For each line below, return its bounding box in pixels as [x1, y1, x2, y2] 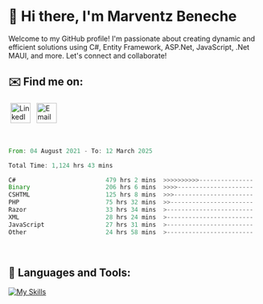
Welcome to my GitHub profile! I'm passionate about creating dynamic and [8, 34, 256, 43]
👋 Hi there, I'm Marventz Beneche [8, 7, 237, 26]
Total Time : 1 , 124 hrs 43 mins [8, 161, 113, 169]
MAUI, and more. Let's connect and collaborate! [8, 51, 167, 60]
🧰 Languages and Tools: [8, 265, 131, 279]
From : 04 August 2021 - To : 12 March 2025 [8, 147, 153, 155]
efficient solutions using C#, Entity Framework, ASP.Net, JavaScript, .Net [8, 42, 250, 51]
